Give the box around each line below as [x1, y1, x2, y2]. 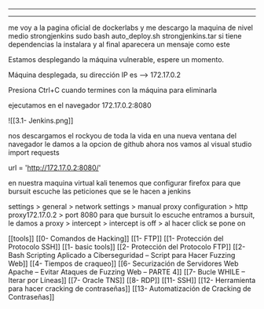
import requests [8, 148, 60, 157]
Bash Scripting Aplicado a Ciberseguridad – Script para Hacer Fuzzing [8, 251, 236, 259]
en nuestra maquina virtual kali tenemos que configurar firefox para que [8, 178, 241, 187]
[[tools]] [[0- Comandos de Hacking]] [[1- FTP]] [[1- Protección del [8, 234, 224, 243]
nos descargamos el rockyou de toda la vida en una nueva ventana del [8, 131, 237, 140]
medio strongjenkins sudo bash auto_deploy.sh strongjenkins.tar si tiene [8, 31, 242, 40]
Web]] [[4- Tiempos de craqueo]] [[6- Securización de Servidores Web [8, 259, 239, 268]
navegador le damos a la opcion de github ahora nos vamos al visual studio [8, 139, 252, 149]
